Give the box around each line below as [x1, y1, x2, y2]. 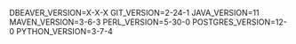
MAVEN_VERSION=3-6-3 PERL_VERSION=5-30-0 [9, 17, 191, 27]
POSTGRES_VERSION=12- [192, 17, 287, 27]
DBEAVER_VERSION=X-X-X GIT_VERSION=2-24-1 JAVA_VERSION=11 [9, 8, 260, 18]
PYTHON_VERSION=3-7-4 [16, 26, 113, 36]
